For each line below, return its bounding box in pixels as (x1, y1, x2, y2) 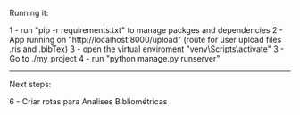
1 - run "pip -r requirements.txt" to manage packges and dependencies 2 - (9, 25, 284, 35)
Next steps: (9, 79, 52, 89)
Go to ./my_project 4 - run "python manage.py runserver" (9, 53, 221, 63)
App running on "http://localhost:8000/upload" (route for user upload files (9, 35, 282, 45)
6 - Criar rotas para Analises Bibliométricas (9, 96, 168, 106)
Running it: (9, 8, 49, 18)
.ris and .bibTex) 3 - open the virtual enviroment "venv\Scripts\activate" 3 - (9, 44, 285, 54)
